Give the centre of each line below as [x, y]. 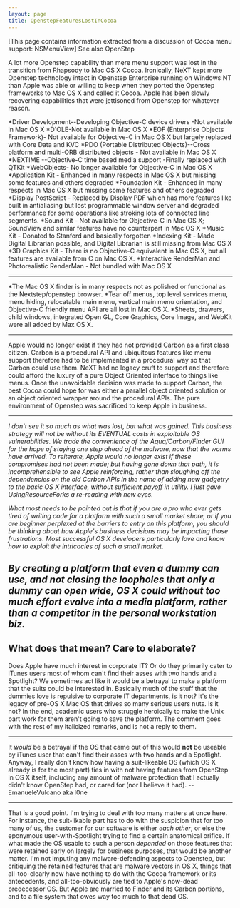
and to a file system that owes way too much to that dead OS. [98, 896]
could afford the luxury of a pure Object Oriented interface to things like [113, 375]
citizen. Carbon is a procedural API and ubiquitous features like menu [110, 352]
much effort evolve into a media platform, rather [118, 601]
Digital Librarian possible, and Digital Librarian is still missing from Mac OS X [120, 243]
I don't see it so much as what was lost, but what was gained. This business [120, 426]
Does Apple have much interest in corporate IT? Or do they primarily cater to [120, 665]
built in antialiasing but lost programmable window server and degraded [114, 205]
